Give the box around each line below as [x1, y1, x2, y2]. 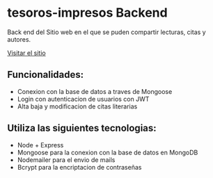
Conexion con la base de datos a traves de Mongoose [17, 87, 173, 95]
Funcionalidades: [7, 69, 84, 81]
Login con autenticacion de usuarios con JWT [17, 95, 150, 103]
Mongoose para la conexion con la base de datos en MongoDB [17, 148, 198, 156]
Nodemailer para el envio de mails [17, 155, 116, 164]
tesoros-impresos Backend [7, 5, 168, 21]
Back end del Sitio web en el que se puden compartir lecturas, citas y [7, 28, 207, 36]
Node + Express [17, 140, 64, 149]
